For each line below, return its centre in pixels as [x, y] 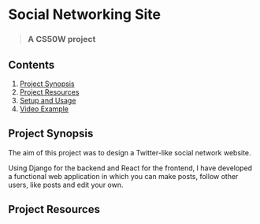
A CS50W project [61, 39]
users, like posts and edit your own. [66, 185]
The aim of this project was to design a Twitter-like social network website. [130, 152]
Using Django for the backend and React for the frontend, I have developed [130, 168]
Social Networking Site [85, 15]
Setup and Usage [48, 100]
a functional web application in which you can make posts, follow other [123, 176]
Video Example [44, 109]
